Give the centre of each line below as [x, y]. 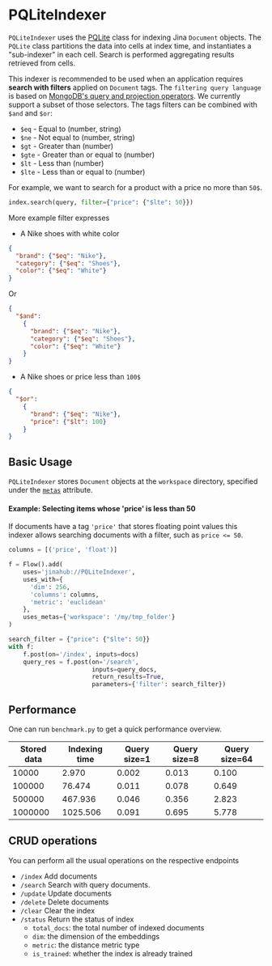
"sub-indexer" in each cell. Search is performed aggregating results [121, 54]
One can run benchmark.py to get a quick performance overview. [115, 729]
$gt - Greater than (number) [67, 146]
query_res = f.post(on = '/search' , [81, 662]
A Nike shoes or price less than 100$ [81, 377]
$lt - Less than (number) [62, 163]
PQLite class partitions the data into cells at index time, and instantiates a [130, 45]
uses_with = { [43, 579]
